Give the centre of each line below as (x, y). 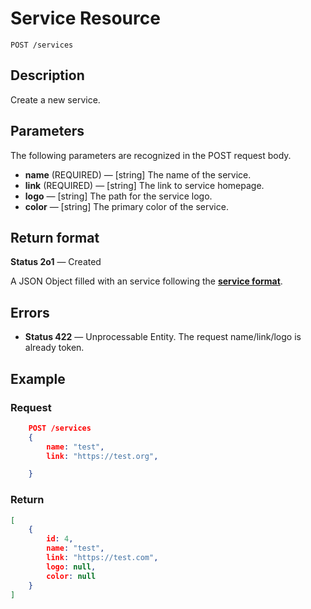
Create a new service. (55, 99)
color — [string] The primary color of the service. (126, 206)
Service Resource (85, 18)
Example (38, 378)
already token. (54, 348)
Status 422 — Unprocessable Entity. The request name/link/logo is (163, 337)
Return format (55, 237)
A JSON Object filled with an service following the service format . (146, 281)
